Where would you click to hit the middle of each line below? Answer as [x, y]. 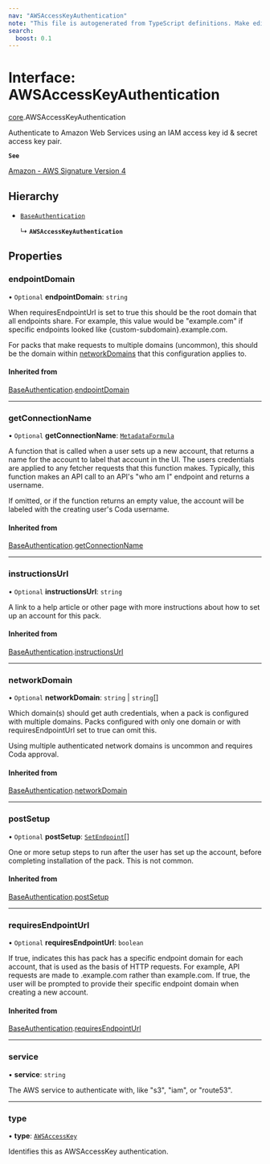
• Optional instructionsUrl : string [65, 591]
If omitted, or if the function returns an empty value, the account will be [126, 501]
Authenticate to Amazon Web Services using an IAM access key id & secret [133, 133]
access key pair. [35, 141]
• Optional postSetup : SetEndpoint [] [69, 836]
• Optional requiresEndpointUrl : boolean [76, 943]
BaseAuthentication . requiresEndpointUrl [75, 1028]
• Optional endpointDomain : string [68, 296]
